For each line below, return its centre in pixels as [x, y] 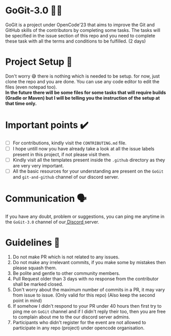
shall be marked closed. [38, 284]
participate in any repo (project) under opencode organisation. [79, 328]
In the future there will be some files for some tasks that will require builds [86, 92]
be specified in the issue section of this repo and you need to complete [80, 35]
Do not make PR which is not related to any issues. [66, 257]
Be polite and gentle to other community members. [66, 273]
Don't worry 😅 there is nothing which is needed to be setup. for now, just [83, 76]
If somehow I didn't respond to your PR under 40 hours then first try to [87, 306]
